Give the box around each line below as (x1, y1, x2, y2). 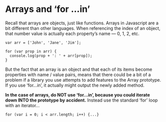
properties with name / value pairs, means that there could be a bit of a (5, 71, 151, 78)
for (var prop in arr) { (5, 49, 57, 54)
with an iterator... (5, 102, 40, 108)
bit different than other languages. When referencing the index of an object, (5, 25, 161, 31)
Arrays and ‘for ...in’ (5, 3, 90, 15)
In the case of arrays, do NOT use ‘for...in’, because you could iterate (5, 92, 151, 98)
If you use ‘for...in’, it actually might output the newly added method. (5, 82, 145, 88)
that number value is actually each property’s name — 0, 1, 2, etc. (5, 30, 140, 36)
